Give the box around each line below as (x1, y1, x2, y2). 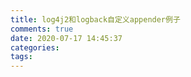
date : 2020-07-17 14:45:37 (10, 33, 123, 43)
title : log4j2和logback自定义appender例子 (10, 14, 181, 25)
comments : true (10, 24, 74, 34)
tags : (10, 52, 33, 62)
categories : (10, 42, 60, 53)
